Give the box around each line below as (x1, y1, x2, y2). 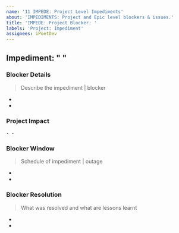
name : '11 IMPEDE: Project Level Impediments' (6, 8, 124, 15)
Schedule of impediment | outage (20, 158, 103, 165)
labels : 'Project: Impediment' (6, 25, 84, 32)
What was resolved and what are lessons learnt (20, 204, 137, 211)
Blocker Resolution (6, 191, 62, 199)
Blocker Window (6, 144, 55, 152)
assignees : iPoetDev (6, 31, 58, 37)
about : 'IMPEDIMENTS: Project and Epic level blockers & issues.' (6, 14, 174, 20)
